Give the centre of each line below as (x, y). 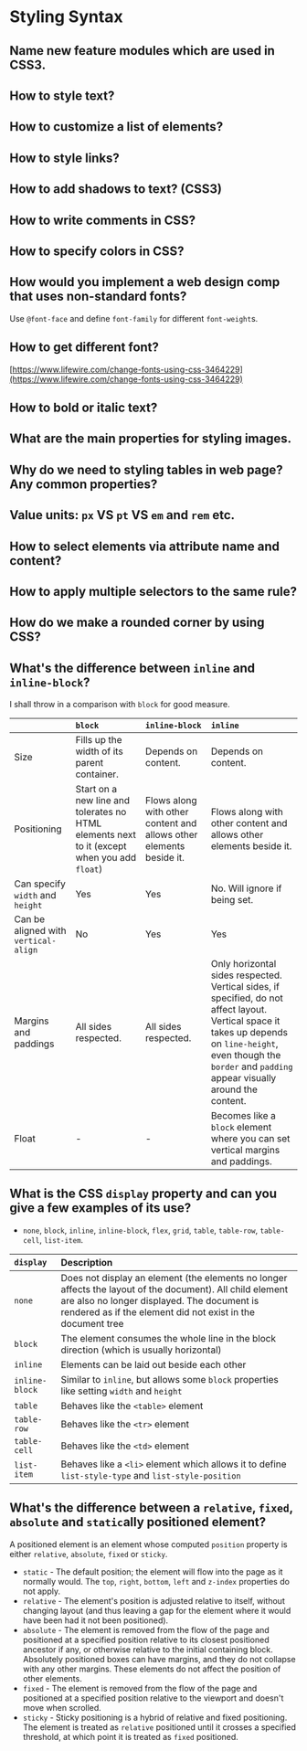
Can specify (40, 884)
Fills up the (99, 740)
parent (90, 763)
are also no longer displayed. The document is (160, 1300)
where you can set (250, 1139)
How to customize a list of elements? (116, 127)
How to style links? (65, 158)
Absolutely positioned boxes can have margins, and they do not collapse (159, 1659)
